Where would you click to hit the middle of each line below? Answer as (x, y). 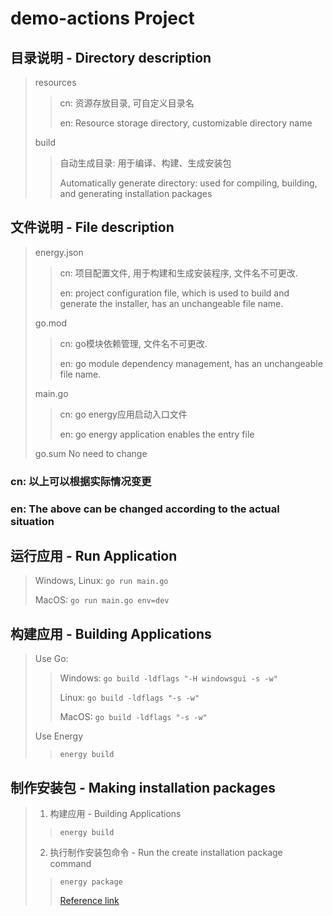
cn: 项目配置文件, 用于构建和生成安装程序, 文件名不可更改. (178, 273)
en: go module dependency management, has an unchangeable (191, 363)
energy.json (59, 252)
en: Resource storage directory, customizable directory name (186, 123)
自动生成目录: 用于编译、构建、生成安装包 (145, 163)
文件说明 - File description (92, 227)
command (70, 864)
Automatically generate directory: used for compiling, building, (188, 183)
